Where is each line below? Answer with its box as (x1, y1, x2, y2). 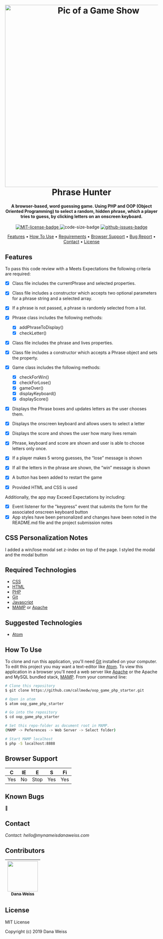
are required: (5, 271, 31, 277)
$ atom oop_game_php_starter (5, 701, 64, 706)
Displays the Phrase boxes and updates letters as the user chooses (12, 406, 147, 412)
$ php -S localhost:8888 (5, 741, 55, 746)
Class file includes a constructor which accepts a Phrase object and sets (12, 349, 158, 355)
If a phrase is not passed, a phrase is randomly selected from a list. (12, 305, 147, 311)
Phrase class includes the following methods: (12, 315, 103, 321)
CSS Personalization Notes (5, 534, 88, 542)
